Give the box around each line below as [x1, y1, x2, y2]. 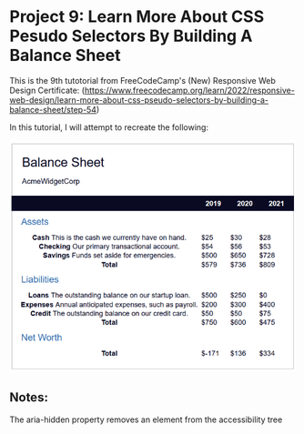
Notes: [9, 389, 48, 406]
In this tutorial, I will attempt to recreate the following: [9, 121, 209, 133]
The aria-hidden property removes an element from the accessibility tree [9, 414, 283, 425]
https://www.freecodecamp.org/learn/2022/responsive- [84, 85, 296, 96]
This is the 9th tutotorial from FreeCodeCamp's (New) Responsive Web [9, 75, 276, 86]
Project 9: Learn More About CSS [9, 6, 265, 27]
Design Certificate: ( [9, 85, 85, 96]
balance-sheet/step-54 [9, 104, 97, 115]
